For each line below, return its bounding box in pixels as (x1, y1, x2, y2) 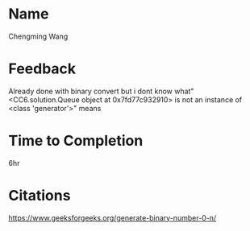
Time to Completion (8, 132, 144, 150)
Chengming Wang (8, 31, 69, 41)
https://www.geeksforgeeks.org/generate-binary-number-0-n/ (8, 212, 217, 222)
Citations (8, 187, 71, 204)
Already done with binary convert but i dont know (8, 86, 173, 96)
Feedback (8, 60, 77, 78)
